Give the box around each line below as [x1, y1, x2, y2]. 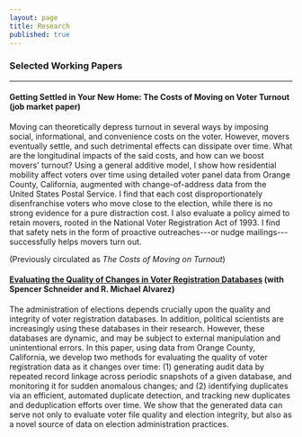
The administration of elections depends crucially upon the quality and [9, 304, 271, 315]
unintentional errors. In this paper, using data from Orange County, [9, 342, 256, 353]
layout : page [9, 13, 58, 23]
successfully [9, 236, 57, 247]
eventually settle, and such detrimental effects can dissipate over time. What [9, 141, 293, 151]
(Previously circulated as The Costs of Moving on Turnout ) [9, 253, 226, 264]
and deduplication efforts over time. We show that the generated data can [9, 400, 283, 411]
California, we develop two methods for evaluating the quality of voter [9, 352, 268, 363]
